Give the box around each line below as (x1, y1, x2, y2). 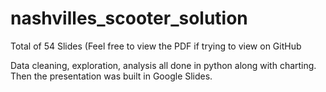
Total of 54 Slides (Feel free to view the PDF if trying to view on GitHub (10, 40, 302, 52)
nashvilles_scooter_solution (10, 7, 248, 30)
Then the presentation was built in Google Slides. (10, 70, 213, 82)
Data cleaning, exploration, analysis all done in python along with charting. (10, 59, 317, 71)
